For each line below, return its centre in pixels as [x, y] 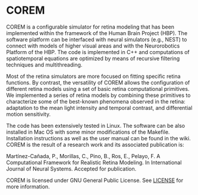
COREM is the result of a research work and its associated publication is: [95, 144]
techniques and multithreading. [44, 65]
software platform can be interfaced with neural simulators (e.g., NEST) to [97, 39]
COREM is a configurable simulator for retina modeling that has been [90, 27]
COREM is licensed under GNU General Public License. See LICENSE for [95, 180]
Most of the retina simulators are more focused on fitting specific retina [93, 76]
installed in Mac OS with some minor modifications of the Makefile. [88, 132]
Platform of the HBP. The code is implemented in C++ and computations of [98, 52]
